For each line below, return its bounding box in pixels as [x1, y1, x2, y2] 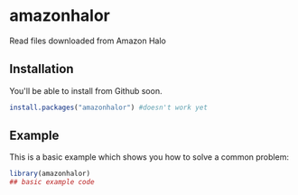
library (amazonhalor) [9, 169, 91, 179]
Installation [9, 61, 74, 77]
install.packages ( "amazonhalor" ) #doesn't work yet [9, 103, 208, 112]
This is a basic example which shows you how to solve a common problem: [9, 152, 289, 162]
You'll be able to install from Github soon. [9, 85, 163, 96]
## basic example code [9, 178, 95, 187]
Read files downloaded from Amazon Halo [9, 35, 167, 46]
